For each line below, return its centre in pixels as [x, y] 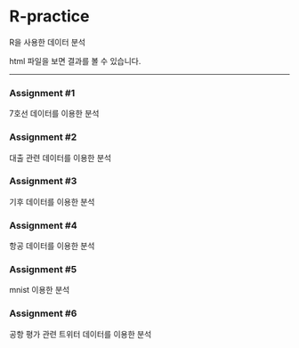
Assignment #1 [42, 93]
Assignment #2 [43, 137]
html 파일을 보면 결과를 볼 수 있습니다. [75, 61]
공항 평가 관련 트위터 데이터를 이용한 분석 [81, 334]
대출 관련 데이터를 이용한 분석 [61, 158]
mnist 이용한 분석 [40, 290]
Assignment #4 [43, 225]
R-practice [49, 16]
